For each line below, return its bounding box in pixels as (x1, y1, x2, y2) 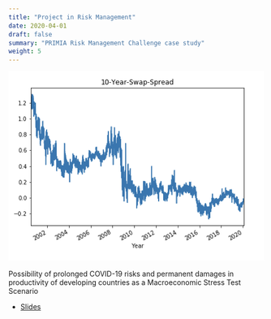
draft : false (8, 30, 53, 38)
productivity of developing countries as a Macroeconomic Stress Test (8, 277, 242, 287)
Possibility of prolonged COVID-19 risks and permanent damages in (8, 269, 234, 278)
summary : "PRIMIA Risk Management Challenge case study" (8, 39, 205, 47)
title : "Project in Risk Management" (8, 13, 136, 21)
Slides (19, 301, 41, 312)
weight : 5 (8, 47, 42, 56)
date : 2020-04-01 (8, 21, 67, 30)
